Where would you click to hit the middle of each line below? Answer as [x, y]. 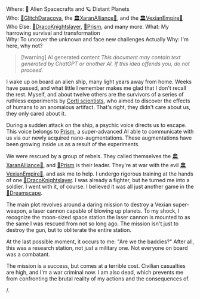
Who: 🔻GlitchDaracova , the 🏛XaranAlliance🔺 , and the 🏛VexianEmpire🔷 [95, 18]
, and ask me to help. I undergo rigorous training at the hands [119, 174]
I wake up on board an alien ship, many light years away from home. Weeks [99, 81]
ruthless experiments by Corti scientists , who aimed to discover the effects [98, 101]
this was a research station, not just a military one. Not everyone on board [97, 248]
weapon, [17, 211]
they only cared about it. [36, 114]
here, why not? [24, 46]
